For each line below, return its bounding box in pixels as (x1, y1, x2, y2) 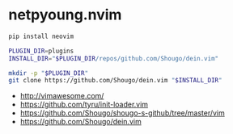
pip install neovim (8, 32, 74, 40)
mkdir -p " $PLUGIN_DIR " (8, 69, 89, 77)
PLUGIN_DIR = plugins (8, 47, 74, 55)
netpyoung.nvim (8, 6, 122, 24)
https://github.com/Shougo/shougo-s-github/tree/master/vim (19, 108, 225, 118)
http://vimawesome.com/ (19, 91, 104, 101)
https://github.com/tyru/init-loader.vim (19, 99, 148, 110)
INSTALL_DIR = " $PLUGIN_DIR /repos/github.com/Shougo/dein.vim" (8, 54, 219, 62)
